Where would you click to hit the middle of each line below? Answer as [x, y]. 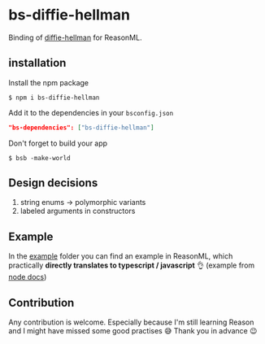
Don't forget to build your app [58, 143]
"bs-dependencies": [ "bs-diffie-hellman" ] [81, 128]
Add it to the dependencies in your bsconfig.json [91, 112]
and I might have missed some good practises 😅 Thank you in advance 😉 [133, 331]
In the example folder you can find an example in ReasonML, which [121, 256]
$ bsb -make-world [39, 158]
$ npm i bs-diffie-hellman [54, 98]
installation [37, 63]
